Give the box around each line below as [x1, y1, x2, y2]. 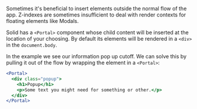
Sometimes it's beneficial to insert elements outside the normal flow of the [6, 5, 187, 12]
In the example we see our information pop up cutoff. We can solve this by [6, 53, 187, 60]
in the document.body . [6, 41, 57, 48]
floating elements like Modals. [6, 18, 79, 24]
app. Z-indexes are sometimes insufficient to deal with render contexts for [6, 11, 186, 18]
